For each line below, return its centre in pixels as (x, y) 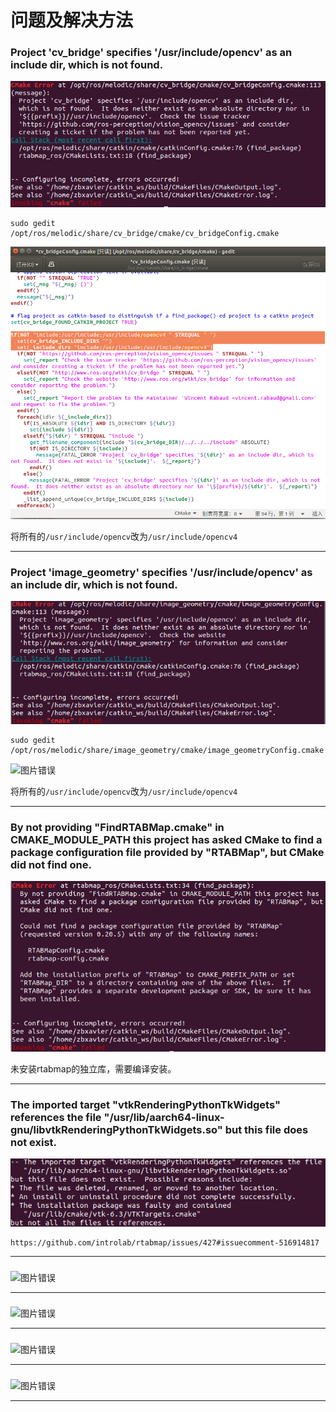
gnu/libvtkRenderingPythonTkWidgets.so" (116, 1129)
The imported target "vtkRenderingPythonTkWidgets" (145, 1104)
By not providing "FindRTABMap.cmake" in (117, 827)
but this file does (266, 1129)
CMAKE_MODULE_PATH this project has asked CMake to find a (166, 839)
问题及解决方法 (72, 20)
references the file (56, 1117)
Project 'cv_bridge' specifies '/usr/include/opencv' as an (151, 53)
